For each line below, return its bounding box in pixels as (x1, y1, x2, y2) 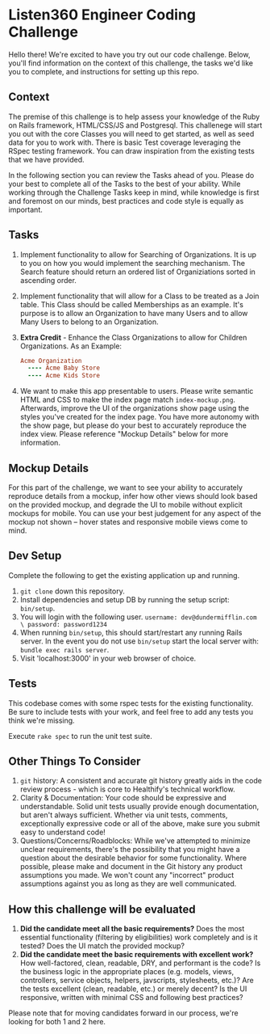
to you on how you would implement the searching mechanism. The (19, 258, 246, 268)
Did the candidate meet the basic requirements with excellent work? (19, 950, 254, 960)
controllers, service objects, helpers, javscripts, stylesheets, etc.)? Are (19, 976, 254, 985)
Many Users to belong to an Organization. (19, 317, 159, 327)
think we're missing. (8, 715, 75, 725)
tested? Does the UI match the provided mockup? (19, 941, 185, 951)
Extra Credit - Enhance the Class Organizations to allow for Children (19, 332, 247, 342)
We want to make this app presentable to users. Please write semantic (19, 386, 254, 396)
